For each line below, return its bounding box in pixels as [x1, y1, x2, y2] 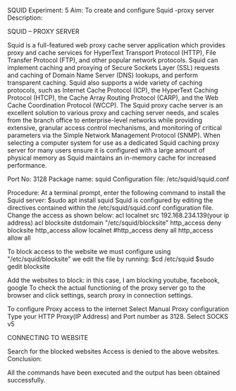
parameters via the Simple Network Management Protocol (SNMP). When [7, 131, 221, 139]
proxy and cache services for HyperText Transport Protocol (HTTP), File [7, 49, 216, 57]
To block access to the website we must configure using [7, 247, 171, 255]
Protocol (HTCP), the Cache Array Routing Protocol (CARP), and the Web [7, 93, 218, 102]
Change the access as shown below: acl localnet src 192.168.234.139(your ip [7, 211, 230, 219]
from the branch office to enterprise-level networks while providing [7, 116, 203, 124]
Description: [7, 13, 43, 22]
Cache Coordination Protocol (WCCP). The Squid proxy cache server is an [7, 101, 223, 109]
